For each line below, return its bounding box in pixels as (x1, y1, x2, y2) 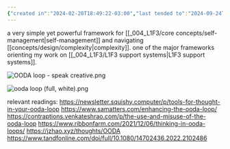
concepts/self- (175, 29, 218, 37)
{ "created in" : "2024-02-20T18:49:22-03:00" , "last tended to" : (7, 10, 188, 17)
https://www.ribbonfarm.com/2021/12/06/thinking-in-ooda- (38, 119, 206, 127)
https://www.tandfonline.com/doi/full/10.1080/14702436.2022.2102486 (7, 134, 207, 142)
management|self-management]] (7, 36, 101, 44)
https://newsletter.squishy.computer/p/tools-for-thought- (59, 97, 220, 106)
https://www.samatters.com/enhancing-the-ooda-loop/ (60, 105, 218, 113)
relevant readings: (7, 97, 58, 106)
